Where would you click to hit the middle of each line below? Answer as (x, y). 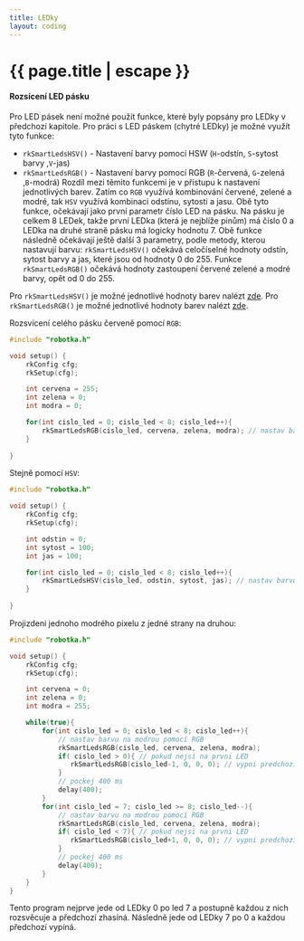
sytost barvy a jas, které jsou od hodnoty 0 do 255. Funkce (132, 259)
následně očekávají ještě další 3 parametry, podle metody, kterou (144, 240)
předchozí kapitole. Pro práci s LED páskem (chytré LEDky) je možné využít (150, 126)
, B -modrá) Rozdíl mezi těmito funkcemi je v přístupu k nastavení (141, 182)
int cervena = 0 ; (58, 689)
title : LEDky (34, 18)
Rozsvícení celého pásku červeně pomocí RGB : (95, 323)
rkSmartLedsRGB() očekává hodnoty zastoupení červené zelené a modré (157, 269)
